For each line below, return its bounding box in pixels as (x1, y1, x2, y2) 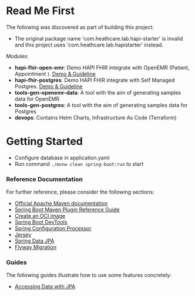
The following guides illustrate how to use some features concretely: (6, 272, 172, 279)
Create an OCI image (14, 212, 66, 219)
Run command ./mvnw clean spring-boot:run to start (14, 160, 144, 167)
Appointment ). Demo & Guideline (14, 70, 96, 77)
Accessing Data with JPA (14, 283, 76, 290)
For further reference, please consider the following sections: (6, 188, 154, 195)
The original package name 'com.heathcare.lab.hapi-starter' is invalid (14, 35, 183, 42)
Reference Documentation (6, 175, 83, 183)
